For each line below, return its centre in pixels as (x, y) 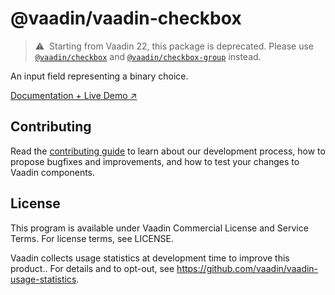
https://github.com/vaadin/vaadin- (247, 268)
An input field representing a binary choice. (99, 76)
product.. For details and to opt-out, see (92, 268)
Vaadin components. (53, 172)
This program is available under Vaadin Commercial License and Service (159, 228)
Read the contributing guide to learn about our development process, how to (168, 151)
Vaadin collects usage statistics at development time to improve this (150, 258)
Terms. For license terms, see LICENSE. (92, 238)
